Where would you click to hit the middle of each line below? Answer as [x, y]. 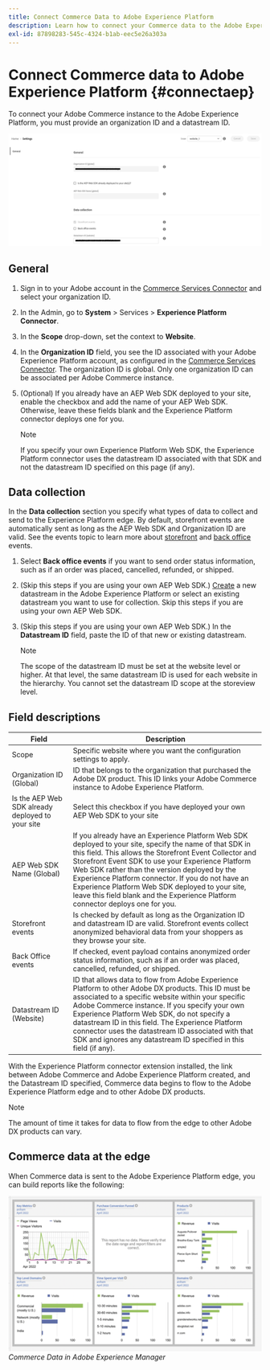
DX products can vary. [45, 1131]
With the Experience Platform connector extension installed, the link [121, 1066]
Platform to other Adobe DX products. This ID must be [162, 988]
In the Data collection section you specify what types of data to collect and [133, 511]
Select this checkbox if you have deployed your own [159, 807]
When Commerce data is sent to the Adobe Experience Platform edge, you [132, 1176]
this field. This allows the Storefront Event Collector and [165, 852]
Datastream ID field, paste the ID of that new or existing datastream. [133, 635]
